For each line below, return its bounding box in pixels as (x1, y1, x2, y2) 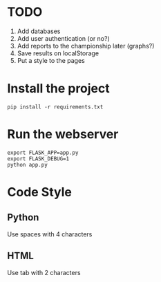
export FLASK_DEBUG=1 (7, 155, 70, 162)
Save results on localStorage (17, 49, 99, 57)
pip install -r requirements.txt (7, 103, 104, 111)
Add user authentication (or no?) (17, 34, 111, 42)
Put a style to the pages (17, 56, 85, 64)
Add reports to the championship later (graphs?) (17, 41, 155, 50)
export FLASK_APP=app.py (7, 149, 79, 156)
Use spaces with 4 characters (7, 229, 93, 238)
